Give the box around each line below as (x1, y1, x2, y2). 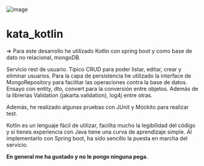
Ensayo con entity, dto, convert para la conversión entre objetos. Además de (6, 85, 199, 92)
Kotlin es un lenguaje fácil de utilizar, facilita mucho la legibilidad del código (6, 121, 196, 129)
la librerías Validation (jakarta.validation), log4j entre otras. (6, 92, 153, 99)
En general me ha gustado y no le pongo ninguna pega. (6, 153, 149, 160)
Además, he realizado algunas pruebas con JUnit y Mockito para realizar (6, 103, 189, 110)
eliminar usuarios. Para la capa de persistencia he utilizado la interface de (6, 72, 192, 79)
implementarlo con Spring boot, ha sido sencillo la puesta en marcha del (6, 134, 188, 142)
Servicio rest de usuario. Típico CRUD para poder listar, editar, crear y (6, 65, 181, 73)
